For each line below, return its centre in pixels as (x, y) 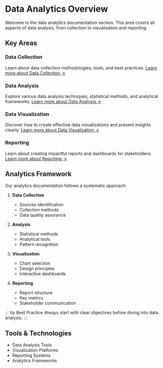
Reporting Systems (31, 355)
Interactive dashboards (43, 274)
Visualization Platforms (35, 350)
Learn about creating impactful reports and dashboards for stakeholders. (78, 153)
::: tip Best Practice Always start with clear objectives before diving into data (82, 313)
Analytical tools (35, 239)
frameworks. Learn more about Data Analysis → (53, 101)
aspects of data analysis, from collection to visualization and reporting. (76, 27)
